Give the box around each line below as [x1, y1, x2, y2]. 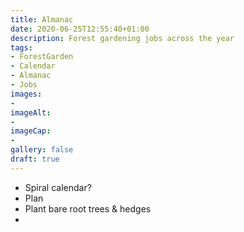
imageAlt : [10, 107, 52, 118]
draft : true [10, 154, 60, 164]
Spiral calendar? [24, 181, 92, 193]
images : [10, 89, 43, 99]
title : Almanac [10, 14, 74, 25]
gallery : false [10, 145, 74, 155]
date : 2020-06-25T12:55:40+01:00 [10, 24, 150, 34]
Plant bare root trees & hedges [24, 202, 152, 215]
